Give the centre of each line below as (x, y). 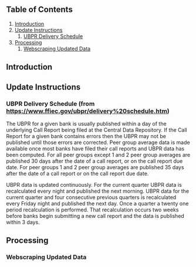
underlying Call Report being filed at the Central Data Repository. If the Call (97, 130)
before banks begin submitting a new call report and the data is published (95, 215)
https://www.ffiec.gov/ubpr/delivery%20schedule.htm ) (88, 111)
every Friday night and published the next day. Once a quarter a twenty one (97, 203)
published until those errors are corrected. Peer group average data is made (98, 142)
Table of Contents (40, 10)
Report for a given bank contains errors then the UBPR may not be (86, 136)
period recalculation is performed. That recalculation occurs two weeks (92, 210)
